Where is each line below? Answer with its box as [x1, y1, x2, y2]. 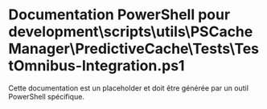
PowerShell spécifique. [8, 91, 84, 101]
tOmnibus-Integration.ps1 [8, 57, 185, 75]
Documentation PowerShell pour [8, 6, 231, 24]
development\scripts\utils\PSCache [8, 22, 253, 41]
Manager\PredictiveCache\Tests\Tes [8, 40, 260, 58]
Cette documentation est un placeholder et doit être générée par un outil [8, 83, 249, 93]
